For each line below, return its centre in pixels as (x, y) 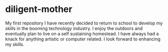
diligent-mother (39, 9)
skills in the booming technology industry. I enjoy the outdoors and (74, 28)
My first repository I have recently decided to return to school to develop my (84, 23)
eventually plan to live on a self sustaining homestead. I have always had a (82, 33)
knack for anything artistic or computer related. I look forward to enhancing (83, 39)
